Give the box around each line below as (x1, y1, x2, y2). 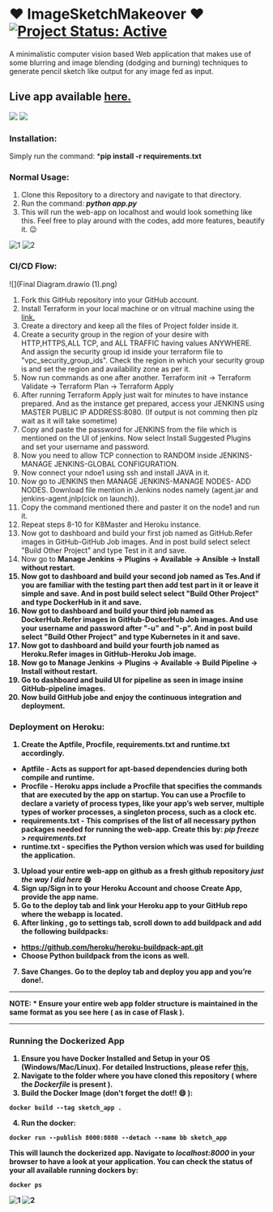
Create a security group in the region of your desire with (20, 329, 209, 339)
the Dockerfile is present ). (20, 1080, 113, 1089)
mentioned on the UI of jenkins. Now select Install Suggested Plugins (20, 432, 252, 443)
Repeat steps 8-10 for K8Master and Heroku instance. (20, 519, 202, 529)
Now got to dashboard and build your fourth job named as (20, 640, 220, 650)
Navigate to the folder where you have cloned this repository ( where (20, 1071, 258, 1081)
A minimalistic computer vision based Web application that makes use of (9, 49, 252, 59)
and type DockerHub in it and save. (20, 597, 143, 606)
